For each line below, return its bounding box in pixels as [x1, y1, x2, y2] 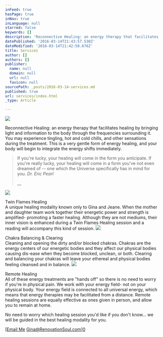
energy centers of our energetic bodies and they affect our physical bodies [5, 246, 157, 251]
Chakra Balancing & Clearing [5, 235, 63, 241]
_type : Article [5, 98, 36, 103]
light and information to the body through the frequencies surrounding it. [5, 130, 152, 136]
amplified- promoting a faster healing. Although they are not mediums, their [5, 215, 158, 221]
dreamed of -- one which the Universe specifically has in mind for [17, 166, 150, 172]
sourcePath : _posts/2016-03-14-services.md [5, 84, 95, 90]
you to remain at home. [5, 302, 52, 308]
